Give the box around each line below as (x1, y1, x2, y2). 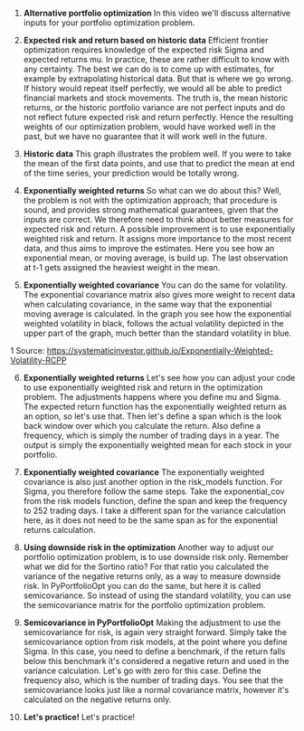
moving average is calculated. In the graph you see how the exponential (23, 309, 292, 319)
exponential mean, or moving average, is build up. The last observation (23, 252, 289, 263)
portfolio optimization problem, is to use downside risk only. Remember (23, 552, 289, 562)
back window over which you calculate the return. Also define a (23, 421, 261, 431)
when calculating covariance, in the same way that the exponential (23, 299, 272, 309)
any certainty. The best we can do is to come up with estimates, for (23, 63, 275, 74)
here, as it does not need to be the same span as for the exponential (23, 515, 279, 526)
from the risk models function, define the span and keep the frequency (23, 496, 288, 506)
